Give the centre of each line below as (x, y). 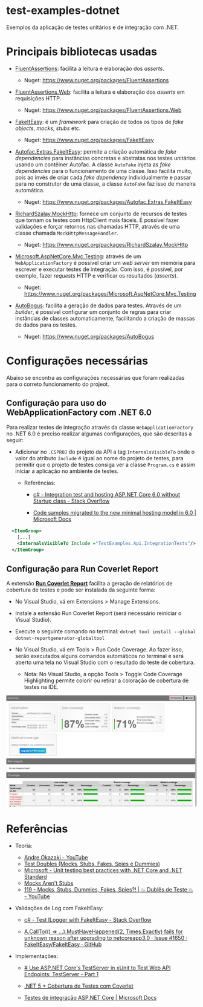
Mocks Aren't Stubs (49, 883)
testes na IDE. (41, 686)
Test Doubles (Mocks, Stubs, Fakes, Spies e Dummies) (92, 864)
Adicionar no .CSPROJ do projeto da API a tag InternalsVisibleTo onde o (105, 452)
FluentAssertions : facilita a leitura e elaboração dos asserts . (90, 68)
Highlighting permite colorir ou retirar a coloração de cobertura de (106, 680)
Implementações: (37, 956)
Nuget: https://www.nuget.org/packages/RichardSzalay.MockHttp (106, 244)
